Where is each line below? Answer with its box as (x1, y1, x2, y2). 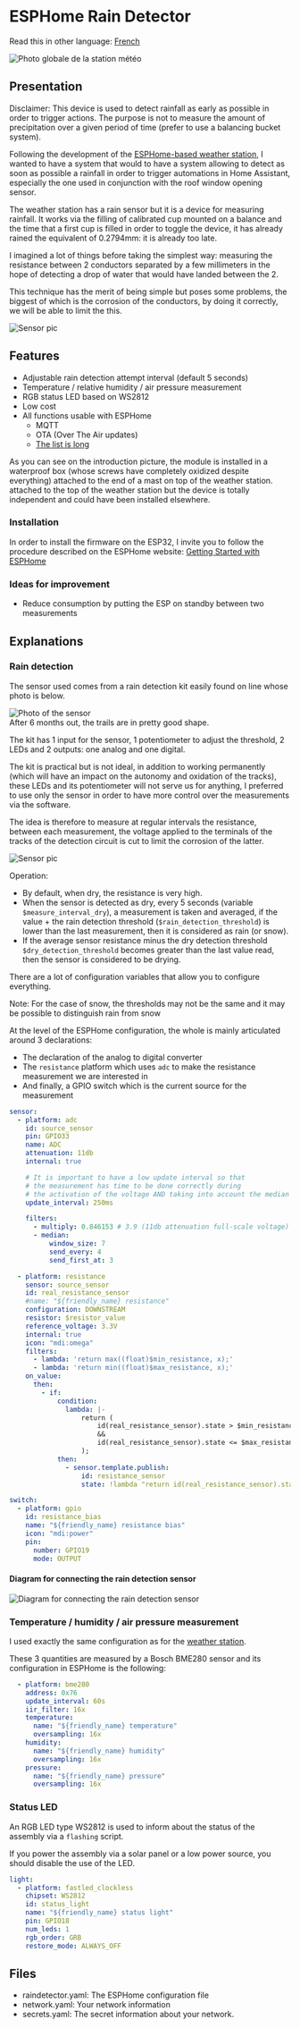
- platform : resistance (17, 1272, 105, 1280)
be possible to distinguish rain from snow (9, 1008, 161, 1018)
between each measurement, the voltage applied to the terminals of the (9, 825, 273, 837)
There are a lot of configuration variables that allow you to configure (9, 971, 261, 982)
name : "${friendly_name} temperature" (32, 1721, 178, 1731)
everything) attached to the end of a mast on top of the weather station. (9, 475, 273, 486)
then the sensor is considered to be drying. (21, 954, 181, 965)
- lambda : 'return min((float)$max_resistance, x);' (32, 1364, 234, 1373)
